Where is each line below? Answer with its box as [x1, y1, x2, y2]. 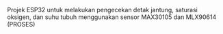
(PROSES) [7, 20, 36, 28]
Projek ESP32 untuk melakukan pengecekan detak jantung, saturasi [7, 6, 198, 14]
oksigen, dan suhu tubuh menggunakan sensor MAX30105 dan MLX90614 [7, 13, 217, 21]
